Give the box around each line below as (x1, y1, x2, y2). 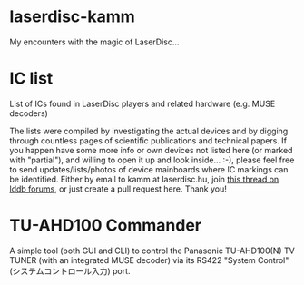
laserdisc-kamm (9, 6, 136, 27)
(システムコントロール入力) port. (9, 265, 131, 276)
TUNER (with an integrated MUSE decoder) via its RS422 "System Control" (9, 254, 289, 265)
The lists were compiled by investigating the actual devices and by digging (9, 125, 289, 136)
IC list (9, 68, 54, 89)
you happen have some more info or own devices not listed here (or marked (9, 144, 293, 155)
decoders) (9, 107, 48, 119)
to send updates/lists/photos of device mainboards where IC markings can (9, 163, 289, 174)
